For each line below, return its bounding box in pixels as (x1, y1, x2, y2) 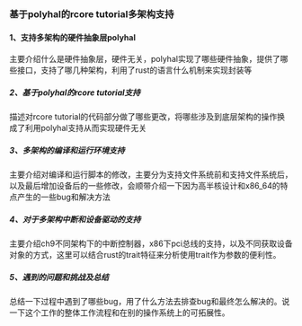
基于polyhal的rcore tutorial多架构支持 (9, 7, 174, 20)
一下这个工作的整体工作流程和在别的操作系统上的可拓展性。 (9, 307, 230, 318)
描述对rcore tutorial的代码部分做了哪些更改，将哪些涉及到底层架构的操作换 (9, 111, 286, 122)
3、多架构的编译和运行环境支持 (9, 145, 126, 155)
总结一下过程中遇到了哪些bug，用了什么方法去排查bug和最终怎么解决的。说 (9, 296, 290, 306)
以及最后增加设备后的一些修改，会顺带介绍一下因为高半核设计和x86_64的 (9, 181, 280, 191)
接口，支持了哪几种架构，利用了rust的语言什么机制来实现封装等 (16, 65, 253, 75)
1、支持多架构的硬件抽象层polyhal (9, 31, 137, 42)
